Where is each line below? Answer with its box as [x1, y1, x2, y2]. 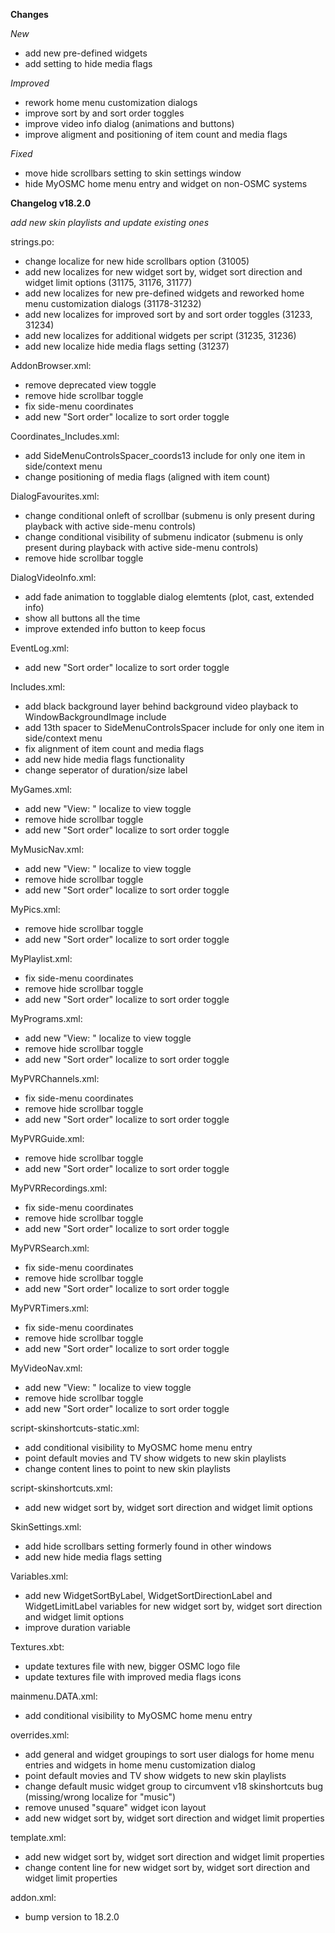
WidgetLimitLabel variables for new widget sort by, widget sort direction [24, 1600, 323, 1612]
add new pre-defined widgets [24, 47, 148, 59]
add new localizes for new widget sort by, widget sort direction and [24, 266, 303, 278]
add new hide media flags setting [24, 1551, 163, 1563]
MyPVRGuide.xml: [10, 1133, 85, 1144]
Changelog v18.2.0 [10, 197, 92, 209]
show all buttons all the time [24, 612, 141, 624]
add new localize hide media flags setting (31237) [24, 340, 230, 352]
